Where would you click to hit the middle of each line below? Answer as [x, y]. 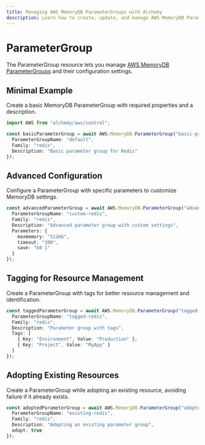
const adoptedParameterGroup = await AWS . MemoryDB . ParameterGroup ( [94, 408]
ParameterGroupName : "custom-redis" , [60, 214]
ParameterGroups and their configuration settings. [70, 72]
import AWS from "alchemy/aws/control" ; [59, 123]
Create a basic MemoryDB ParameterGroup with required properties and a [100, 105]
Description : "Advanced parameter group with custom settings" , [95, 225]
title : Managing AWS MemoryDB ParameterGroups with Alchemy [85, 12]
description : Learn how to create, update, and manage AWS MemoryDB [95, 18]
